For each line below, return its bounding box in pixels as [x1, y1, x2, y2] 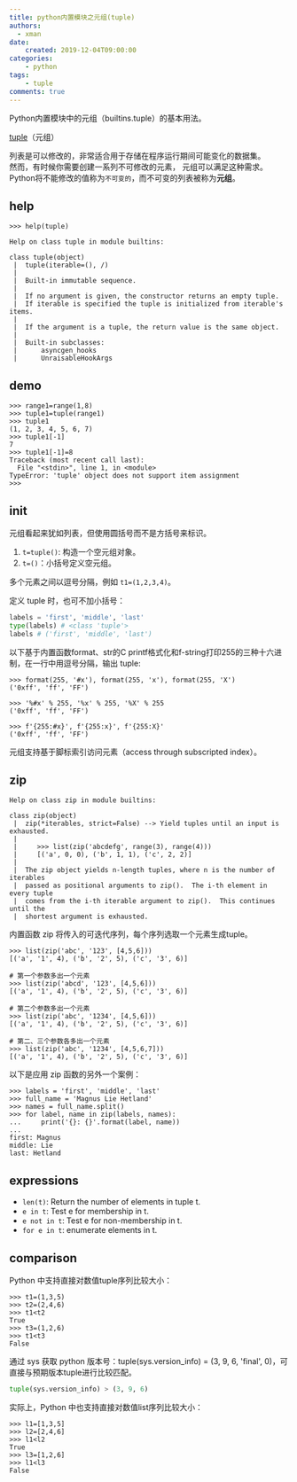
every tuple [9, 889, 53, 898]
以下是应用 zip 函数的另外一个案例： [9, 1069, 142, 1080]
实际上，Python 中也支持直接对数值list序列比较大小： [9, 1401, 204, 1412]
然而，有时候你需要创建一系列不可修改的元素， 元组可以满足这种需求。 [9, 161, 268, 172]
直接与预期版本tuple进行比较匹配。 [9, 1367, 137, 1377]
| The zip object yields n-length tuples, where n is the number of [12, 866, 276, 875]
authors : [9, 21, 42, 30]
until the [9, 905, 46, 914]
